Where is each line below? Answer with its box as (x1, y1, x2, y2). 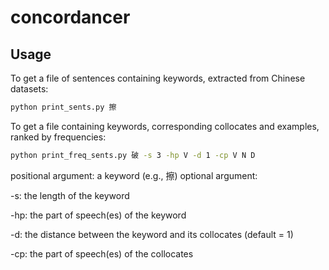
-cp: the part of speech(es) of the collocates (10, 247, 194, 260)
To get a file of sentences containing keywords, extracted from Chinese (10, 72, 306, 84)
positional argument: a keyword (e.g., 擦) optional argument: (10, 169, 258, 181)
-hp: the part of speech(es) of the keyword (10, 209, 187, 221)
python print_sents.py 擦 (10, 102, 117, 112)
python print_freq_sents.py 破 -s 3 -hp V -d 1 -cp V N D (10, 150, 256, 160)
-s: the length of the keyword (10, 189, 130, 201)
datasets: (10, 83, 49, 95)
